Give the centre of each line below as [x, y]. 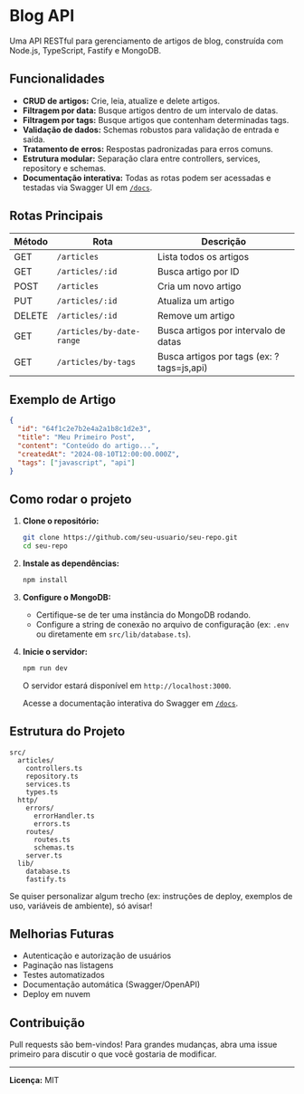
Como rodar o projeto [71, 499]
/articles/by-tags [96, 362]
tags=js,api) [182, 368]
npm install [45, 581]
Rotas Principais [57, 216]
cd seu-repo [45, 546]
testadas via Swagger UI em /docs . [87, 187]
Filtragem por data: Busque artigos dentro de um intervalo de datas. [150, 110]
